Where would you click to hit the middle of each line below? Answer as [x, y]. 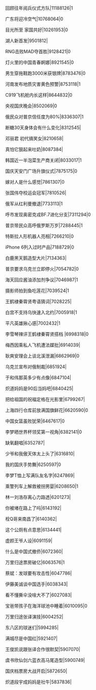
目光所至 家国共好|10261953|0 [37, 30]
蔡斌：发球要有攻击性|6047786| [39, 573]
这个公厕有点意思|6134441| [34, 530]
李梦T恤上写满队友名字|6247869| [40, 475]
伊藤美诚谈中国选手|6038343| [37, 584]
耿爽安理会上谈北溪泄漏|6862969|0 [42, 356]
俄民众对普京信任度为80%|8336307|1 [44, 117]
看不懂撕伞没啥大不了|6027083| [39, 595]
